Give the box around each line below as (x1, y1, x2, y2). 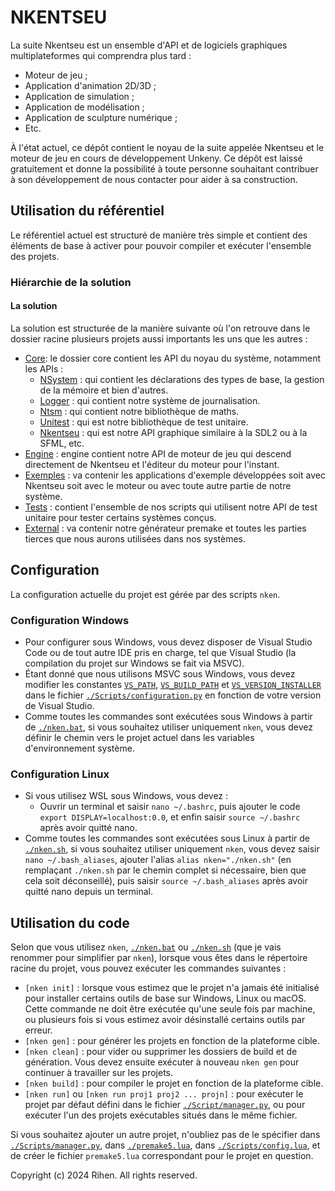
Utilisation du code (10, 914, 130, 931)
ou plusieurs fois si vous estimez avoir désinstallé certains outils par (24, 1014, 306, 1026)
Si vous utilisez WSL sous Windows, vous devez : (24, 790, 229, 802)
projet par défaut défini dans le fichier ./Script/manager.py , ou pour (24, 1099, 306, 1111)
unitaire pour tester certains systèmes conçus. (24, 511, 217, 523)
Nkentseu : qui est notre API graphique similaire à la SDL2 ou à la (39, 426, 308, 438)
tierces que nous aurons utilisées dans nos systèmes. (24, 532, 247, 545)
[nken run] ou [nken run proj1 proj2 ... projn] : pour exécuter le (24, 1088, 304, 1100)
